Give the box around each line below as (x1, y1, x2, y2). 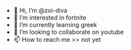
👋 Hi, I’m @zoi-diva (13, 7, 68, 14)
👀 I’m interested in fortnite (13, 14, 87, 22)
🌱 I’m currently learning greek (13, 21, 98, 28)
